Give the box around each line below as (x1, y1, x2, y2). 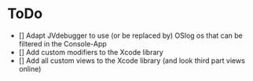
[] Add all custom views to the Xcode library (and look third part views (18, 56, 245, 65)
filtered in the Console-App (18, 39, 107, 48)
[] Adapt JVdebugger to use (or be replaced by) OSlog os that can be (18, 31, 243, 40)
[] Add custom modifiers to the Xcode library (18, 47, 164, 57)
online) (18, 64, 42, 73)
